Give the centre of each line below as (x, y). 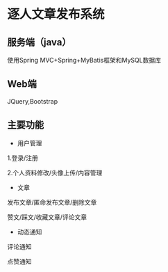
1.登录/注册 (23, 158)
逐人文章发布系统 (56, 14)
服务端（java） (39, 42)
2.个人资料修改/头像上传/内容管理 (55, 173)
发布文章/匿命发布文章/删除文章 (52, 202)
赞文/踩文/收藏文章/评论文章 (47, 217)
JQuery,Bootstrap (32, 101)
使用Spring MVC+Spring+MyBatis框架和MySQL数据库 (84, 60)
